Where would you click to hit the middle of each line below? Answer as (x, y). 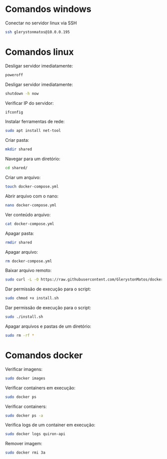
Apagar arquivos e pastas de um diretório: (48, 326)
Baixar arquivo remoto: (28, 271)
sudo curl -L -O (22, 279)
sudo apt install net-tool (33, 131)
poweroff (14, 75)
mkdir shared (19, 149)
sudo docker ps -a (24, 415)
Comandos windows (48, 9)
